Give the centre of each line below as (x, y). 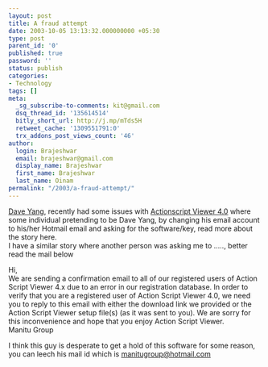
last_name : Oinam (45, 181)
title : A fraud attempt (48, 23)
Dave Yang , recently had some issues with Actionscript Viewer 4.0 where (130, 211)
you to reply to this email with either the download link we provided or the (130, 304)
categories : (28, 76)
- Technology (30, 83)
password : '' (30, 61)
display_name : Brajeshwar (59, 166)
